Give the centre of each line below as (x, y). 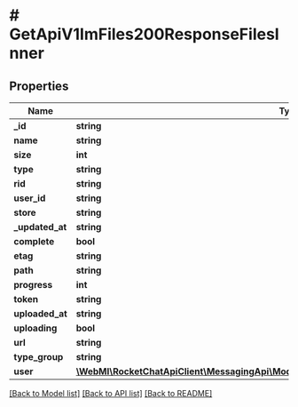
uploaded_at (41, 314)
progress (33, 285)
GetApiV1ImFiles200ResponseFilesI (144, 34)
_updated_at (40, 227)
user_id (30, 198)
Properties (39, 86)
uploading (35, 328)
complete (34, 241)
